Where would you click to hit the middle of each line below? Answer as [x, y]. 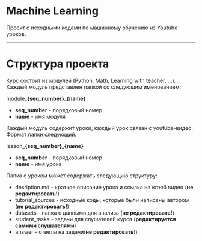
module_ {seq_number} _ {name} [46, 98]
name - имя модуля [40, 116]
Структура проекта [58, 64]
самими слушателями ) [45, 225]
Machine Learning [53, 11]
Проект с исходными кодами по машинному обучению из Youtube [92, 28]
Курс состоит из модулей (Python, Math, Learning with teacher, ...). [91, 80]
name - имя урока [38, 164]
